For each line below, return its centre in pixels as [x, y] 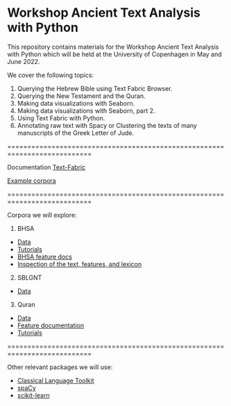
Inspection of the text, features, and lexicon [79, 264]
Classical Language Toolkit [56, 380]
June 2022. [24, 61]
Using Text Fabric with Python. [61, 118]
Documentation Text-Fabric [46, 167]
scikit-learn [33, 395]
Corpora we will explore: [42, 215]
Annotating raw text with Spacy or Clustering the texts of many [107, 125]
